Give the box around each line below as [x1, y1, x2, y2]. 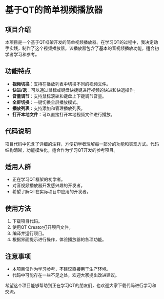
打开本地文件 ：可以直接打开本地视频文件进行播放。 [12, 111, 115, 117]
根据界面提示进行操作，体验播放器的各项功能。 [12, 237, 106, 242]
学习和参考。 [13, 52, 40, 57]
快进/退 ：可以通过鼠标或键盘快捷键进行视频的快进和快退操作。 [12, 87, 138, 93]
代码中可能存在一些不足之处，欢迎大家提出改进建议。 [12, 272, 120, 278]
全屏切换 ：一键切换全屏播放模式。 [12, 99, 81, 105]
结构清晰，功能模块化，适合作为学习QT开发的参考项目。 [5, 147, 118, 153]
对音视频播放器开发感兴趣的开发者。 [12, 182, 85, 188]
